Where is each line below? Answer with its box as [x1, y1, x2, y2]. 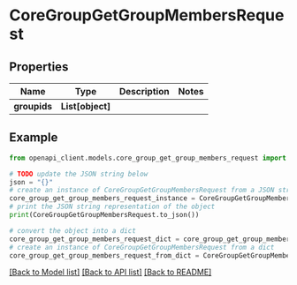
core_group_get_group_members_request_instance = [9, 194, 196, 203]
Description [118, 86, 170, 97]
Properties [9, 59, 69, 74]
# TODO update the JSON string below [9, 169, 148, 178]
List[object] [60, 101, 111, 112]
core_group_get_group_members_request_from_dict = [9, 251, 200, 260]
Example [9, 130, 58, 146]
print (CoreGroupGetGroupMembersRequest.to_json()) [9, 211, 200, 220]
